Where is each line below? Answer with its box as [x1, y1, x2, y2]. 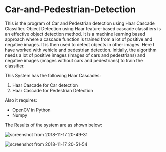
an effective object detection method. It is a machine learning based [5, 31, 145, 37]
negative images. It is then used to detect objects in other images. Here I [5, 41, 155, 47]
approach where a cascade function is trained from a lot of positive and [5, 36, 153, 42]
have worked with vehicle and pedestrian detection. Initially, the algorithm [5, 47, 157, 53]
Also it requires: [5, 97, 37, 103]
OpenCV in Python [12, 107, 51, 113]
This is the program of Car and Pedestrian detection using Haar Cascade [5, 20, 155, 26]
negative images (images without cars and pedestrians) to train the [5, 57, 143, 63]
